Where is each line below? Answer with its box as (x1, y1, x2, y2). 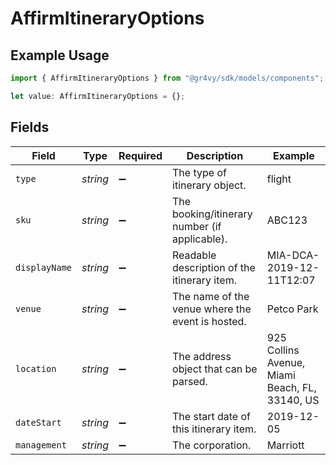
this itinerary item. (172, 422, 257, 436)
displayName (15, 262, 73, 273)
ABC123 (266, 213, 308, 227)
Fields (10, 119, 50, 136)
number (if (172, 219, 222, 233)
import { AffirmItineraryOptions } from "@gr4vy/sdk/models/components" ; (10, 73, 325, 83)
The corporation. (172, 438, 252, 452)
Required (118, 148, 163, 162)
